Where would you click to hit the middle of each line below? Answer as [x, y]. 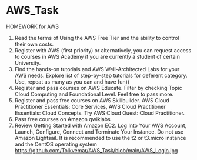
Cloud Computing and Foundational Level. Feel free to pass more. [94, 94]
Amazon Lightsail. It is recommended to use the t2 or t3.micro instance [100, 138]
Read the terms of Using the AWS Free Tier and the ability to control [97, 38]
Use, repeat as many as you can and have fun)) [72, 81]
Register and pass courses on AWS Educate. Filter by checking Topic [98, 88]
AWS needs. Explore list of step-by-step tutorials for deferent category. [101, 75]
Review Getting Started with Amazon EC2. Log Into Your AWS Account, [101, 125]
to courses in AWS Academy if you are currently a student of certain [97, 56]
